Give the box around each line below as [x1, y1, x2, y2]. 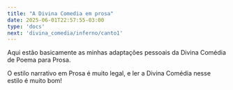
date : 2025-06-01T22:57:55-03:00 [7, 17, 105, 24]
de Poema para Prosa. [7, 56, 71, 64]
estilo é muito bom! [7, 77, 63, 85]
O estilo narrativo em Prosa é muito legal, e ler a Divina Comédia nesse [7, 69, 211, 78]
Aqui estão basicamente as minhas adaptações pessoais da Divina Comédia [7, 48, 227, 57]
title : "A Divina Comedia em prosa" [7, 10, 114, 17]
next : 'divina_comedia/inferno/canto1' [7, 29, 123, 37]
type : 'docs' [7, 23, 45, 30]
